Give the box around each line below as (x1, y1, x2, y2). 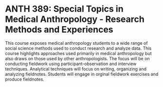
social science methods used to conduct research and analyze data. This (5, 45, 152, 51)
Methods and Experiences (5, 24, 113, 35)
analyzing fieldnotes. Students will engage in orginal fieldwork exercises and (5, 71, 159, 77)
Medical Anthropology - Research (5, 14, 145, 25)
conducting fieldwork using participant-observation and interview (5, 61, 137, 67)
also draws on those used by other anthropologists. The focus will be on (5, 55, 150, 61)
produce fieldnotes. (5, 76, 45, 82)
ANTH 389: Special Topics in (5, 3, 124, 15)
